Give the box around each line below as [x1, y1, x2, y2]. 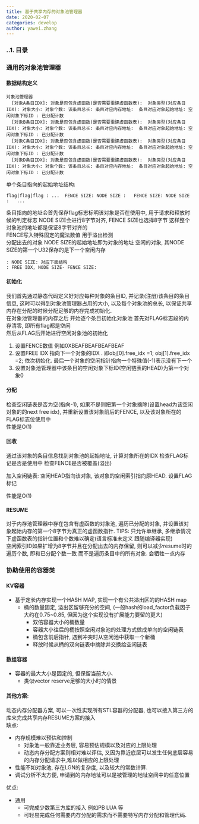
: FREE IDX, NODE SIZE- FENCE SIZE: [6, 265, 97, 271]
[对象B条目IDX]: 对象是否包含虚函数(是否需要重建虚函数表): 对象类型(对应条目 [11, 119, 186, 125]
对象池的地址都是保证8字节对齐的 [6, 224, 88, 231]
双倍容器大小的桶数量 [32, 619, 85, 626]
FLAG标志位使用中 [6, 416, 51, 423]
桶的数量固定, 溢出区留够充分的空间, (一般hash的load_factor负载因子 [23, 604, 191, 611]
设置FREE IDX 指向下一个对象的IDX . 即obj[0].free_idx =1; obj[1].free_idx [14, 349, 190, 357]
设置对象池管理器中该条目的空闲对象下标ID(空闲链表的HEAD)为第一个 [14, 364, 184, 372]
